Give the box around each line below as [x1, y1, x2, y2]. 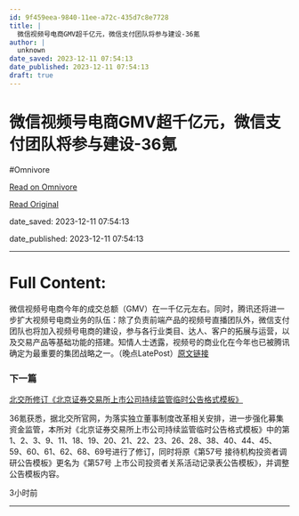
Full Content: [9, 272, 107, 293]
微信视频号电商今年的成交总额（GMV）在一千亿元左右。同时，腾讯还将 [9, 303, 270, 314]
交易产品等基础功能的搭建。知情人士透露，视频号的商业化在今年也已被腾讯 [16, 336, 290, 347]
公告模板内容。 [9, 468, 64, 479]
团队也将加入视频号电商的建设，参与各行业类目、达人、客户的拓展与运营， [9, 326, 282, 336]
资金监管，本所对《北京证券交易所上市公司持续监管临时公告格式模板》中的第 [9, 423, 290, 434]
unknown [17, 46, 46, 55]
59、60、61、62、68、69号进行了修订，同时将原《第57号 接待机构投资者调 [9, 446, 287, 456]
